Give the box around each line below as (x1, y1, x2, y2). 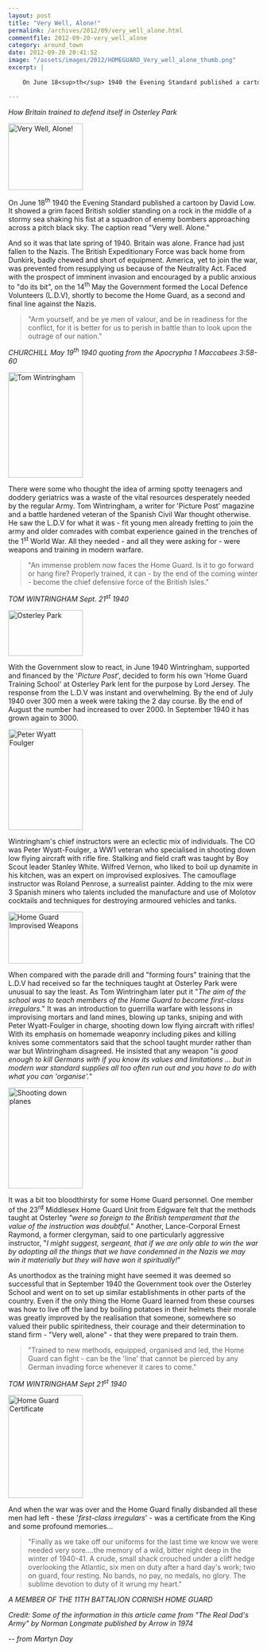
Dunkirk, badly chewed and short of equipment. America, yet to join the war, (8, 256, 258, 265)
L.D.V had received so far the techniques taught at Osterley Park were (8, 978, 238, 988)
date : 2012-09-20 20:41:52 (8, 49, 98, 57)
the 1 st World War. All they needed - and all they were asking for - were (8, 535, 241, 546)
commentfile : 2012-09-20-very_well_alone (8, 33, 148, 42)
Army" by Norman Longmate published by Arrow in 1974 (8, 1618, 193, 1629)
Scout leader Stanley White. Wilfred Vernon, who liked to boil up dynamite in (8, 862, 258, 871)
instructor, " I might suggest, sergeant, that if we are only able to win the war (8, 1238, 258, 1248)
